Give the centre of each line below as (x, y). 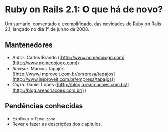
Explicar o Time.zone (34, 118)
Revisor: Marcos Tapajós (38, 68)
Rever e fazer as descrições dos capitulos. (57, 124)
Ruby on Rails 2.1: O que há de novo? (84, 9)
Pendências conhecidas (44, 106)
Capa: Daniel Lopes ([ (35, 84)
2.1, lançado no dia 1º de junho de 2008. (47, 29)
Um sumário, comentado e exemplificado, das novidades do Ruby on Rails (83, 24)
